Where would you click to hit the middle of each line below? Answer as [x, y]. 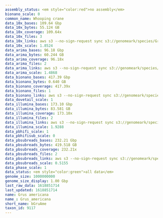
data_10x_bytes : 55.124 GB [32, 28]
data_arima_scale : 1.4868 [31, 73]
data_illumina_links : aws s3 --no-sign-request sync [59, 122]
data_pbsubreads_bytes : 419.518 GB [41, 145]
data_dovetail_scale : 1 [29, 100]
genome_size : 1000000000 [30, 177]
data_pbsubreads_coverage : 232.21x [41, 150]
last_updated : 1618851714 [31, 190]
